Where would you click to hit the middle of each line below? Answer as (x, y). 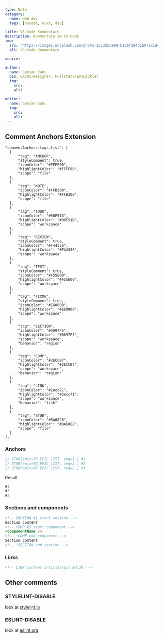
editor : (13, 99)
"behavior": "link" (37, 403)
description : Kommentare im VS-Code (42, 36)
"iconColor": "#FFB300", (43, 190)
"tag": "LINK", (33, 386)
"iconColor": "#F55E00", (43, 275)
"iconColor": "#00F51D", (43, 216)
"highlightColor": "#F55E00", (48, 279)
